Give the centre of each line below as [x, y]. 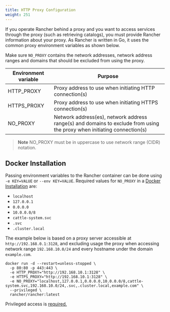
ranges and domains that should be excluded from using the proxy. [75, 60]
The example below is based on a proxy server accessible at [68, 238]
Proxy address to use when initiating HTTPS [106, 102]
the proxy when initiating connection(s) [100, 130]
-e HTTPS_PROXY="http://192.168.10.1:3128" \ [59, 277]
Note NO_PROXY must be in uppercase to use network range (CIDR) [89, 142]
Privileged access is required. [36, 304]
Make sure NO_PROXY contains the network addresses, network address [79, 55]
